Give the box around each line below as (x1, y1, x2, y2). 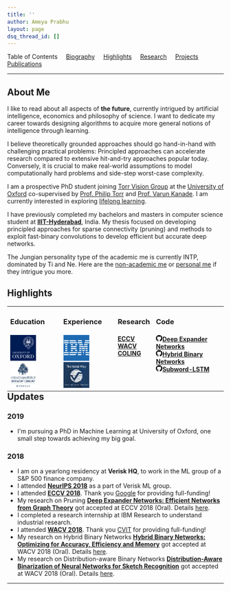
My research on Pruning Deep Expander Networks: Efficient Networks (16, 496, 221, 505)
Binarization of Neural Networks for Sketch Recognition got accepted (16, 562, 219, 570)
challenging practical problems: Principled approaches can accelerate (7, 147, 206, 155)
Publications (7, 60, 43, 68)
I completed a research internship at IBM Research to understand (16, 511, 202, 519)
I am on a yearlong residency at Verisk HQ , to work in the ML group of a (16, 467, 221, 475)
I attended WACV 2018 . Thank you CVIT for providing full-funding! (16, 526, 206, 534)
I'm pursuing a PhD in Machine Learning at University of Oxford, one (16, 427, 211, 435)
